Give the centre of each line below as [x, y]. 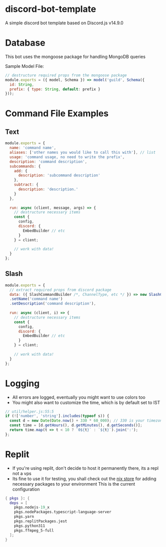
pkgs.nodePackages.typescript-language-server [63, 512]
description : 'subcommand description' [59, 175]
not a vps [22, 473]
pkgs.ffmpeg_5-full [34, 530]
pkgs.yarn [24, 517]
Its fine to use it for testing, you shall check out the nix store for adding [84, 479]
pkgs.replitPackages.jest [41, 521]
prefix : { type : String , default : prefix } [55, 89]
